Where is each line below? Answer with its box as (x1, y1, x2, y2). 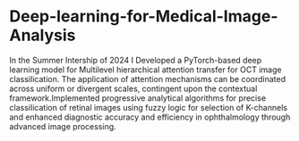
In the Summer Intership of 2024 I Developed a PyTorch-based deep (9, 54, 262, 65)
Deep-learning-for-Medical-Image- (9, 6, 278, 27)
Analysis (9, 25, 76, 46)
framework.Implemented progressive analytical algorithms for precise (9, 92, 267, 104)
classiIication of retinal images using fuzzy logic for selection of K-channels (9, 102, 288, 112)
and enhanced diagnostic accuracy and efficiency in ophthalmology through (9, 112, 291, 122)
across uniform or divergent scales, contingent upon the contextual (9, 83, 258, 94)
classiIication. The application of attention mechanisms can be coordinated (9, 73, 286, 84)
